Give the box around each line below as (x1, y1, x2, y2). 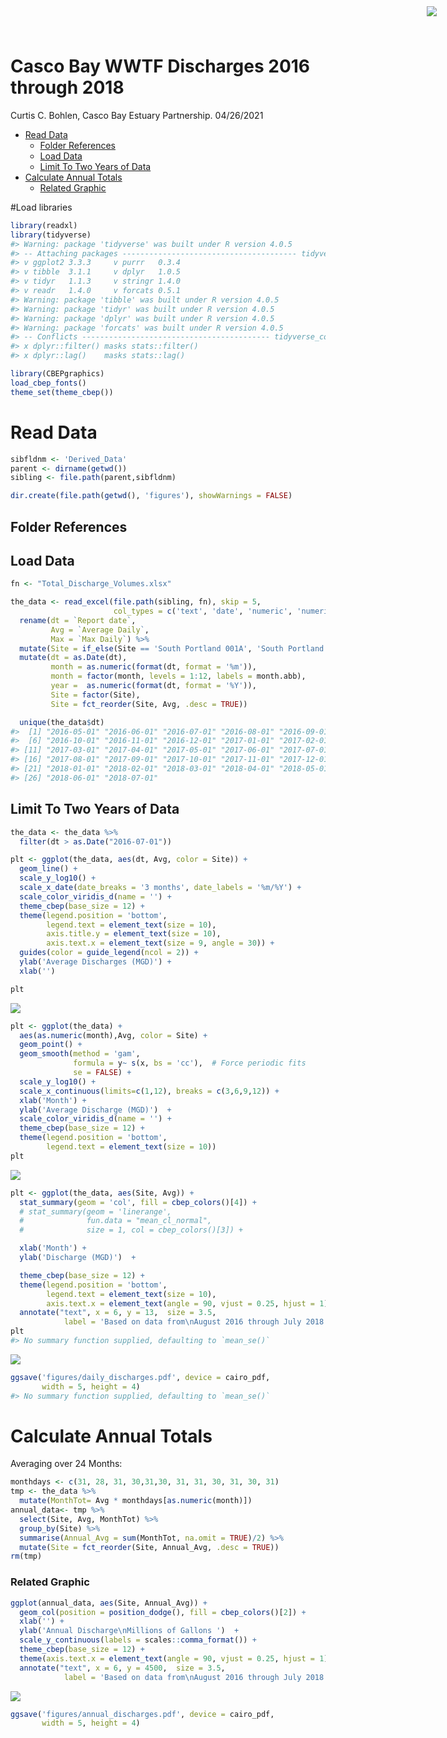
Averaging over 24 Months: (10, 1458, 123, 1470)
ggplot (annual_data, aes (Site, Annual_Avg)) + (10, 1598, 208, 1608)
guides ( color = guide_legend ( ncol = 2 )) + (19, 948, 199, 958)
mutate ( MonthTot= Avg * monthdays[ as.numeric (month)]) (19, 1496, 253, 1506)
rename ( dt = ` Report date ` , (19, 615, 137, 625)
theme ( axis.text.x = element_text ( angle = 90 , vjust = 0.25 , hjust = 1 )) (19, 1653, 333, 1664)
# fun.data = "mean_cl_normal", (19, 1216, 213, 1226)
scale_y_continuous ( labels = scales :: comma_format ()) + (19, 1635, 257, 1645)
